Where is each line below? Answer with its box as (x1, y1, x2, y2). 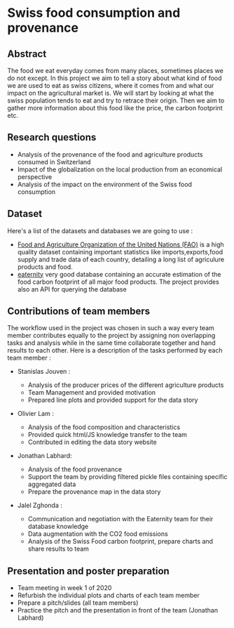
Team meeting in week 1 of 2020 (17, 584, 112, 592)
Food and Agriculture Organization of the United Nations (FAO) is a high (17, 240, 224, 249)
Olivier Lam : (17, 410, 54, 418)
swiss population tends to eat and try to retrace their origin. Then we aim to (7, 96, 225, 105)
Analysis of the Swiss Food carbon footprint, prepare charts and (27, 537, 214, 546)
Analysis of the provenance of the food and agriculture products (17, 150, 203, 159)
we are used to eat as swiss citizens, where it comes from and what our (7, 81, 214, 89)
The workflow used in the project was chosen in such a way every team (7, 324, 215, 332)
